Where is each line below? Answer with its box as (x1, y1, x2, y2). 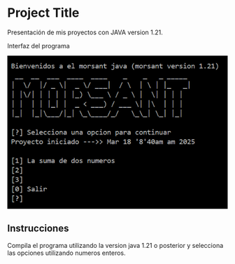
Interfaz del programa (7, 41, 70, 50)
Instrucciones (7, 223, 69, 235)
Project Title (7, 5, 80, 21)
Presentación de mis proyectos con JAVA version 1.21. (7, 28, 163, 36)
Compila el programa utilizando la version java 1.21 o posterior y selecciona (7, 241, 224, 249)
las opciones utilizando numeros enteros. (7, 249, 126, 257)
